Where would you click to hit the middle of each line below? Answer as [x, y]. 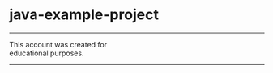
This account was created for [58, 44]
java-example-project [84, 15]
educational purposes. [47, 53]
